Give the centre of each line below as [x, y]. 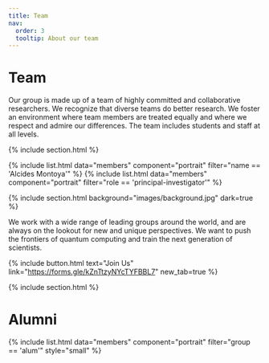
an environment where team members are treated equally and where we [128, 117]
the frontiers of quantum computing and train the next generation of [120, 239]
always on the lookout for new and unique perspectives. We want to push [130, 230]
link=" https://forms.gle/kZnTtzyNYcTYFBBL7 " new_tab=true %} [113, 272]
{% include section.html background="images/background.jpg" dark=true [131, 198]
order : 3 [30, 31]
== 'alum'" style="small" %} [55, 351]
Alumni [33, 320]
